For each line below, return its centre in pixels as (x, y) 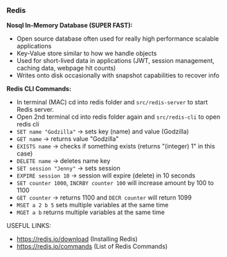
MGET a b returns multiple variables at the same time (91, 212)
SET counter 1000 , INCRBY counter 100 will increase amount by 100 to (115, 183)
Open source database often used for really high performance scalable (118, 39)
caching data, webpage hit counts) (66, 68)
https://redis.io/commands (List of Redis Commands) (92, 247)
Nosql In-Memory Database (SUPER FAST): (70, 26)
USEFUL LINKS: (29, 226)
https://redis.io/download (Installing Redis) (77, 239)
